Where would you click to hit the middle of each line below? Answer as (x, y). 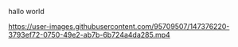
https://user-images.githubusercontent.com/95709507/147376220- (119, 26)
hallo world (27, 11)
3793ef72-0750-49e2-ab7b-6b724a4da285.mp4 (90, 35)
